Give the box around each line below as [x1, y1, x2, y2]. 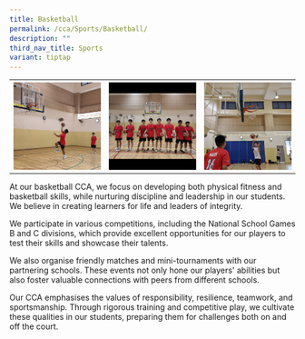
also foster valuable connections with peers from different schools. [9, 274, 261, 285]
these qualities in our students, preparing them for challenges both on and [9, 312, 288, 323]
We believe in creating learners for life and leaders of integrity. [9, 201, 243, 212]
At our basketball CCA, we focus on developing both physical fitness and [9, 182, 282, 193]
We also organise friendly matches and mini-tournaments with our [9, 255, 257, 266]
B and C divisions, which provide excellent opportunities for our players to [9, 228, 286, 239]
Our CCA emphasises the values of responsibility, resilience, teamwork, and [9, 292, 293, 304]
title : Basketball [9, 15, 79, 24]
